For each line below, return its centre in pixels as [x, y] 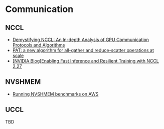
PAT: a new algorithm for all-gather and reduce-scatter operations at [83, 50]
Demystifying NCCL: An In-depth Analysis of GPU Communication [81, 39]
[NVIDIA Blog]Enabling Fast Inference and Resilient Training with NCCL [86, 61]
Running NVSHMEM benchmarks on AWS [55, 94]
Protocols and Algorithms [39, 45]
